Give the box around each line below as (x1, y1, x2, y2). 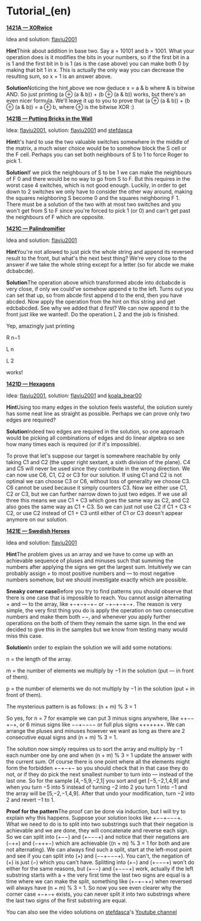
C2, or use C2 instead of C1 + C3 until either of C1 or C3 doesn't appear (6, 509, 183, 516)
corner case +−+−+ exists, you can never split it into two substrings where (6, 890, 190, 898)
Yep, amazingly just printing (6, 322, 75, 329)
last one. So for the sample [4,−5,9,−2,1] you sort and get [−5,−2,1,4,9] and (6, 777, 190, 784)
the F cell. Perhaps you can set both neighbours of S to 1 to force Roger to (6, 151, 189, 158)
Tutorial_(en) (6, 4, 72, 18)
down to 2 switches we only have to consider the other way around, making (6, 187, 193, 195)
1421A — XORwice (6, 24, 53, 31)
